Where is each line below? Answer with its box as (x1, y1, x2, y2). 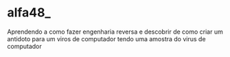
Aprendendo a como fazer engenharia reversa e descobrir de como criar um (7, 27, 223, 36)
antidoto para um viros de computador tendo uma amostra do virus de (7, 34, 206, 43)
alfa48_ (7, 5, 51, 21)
